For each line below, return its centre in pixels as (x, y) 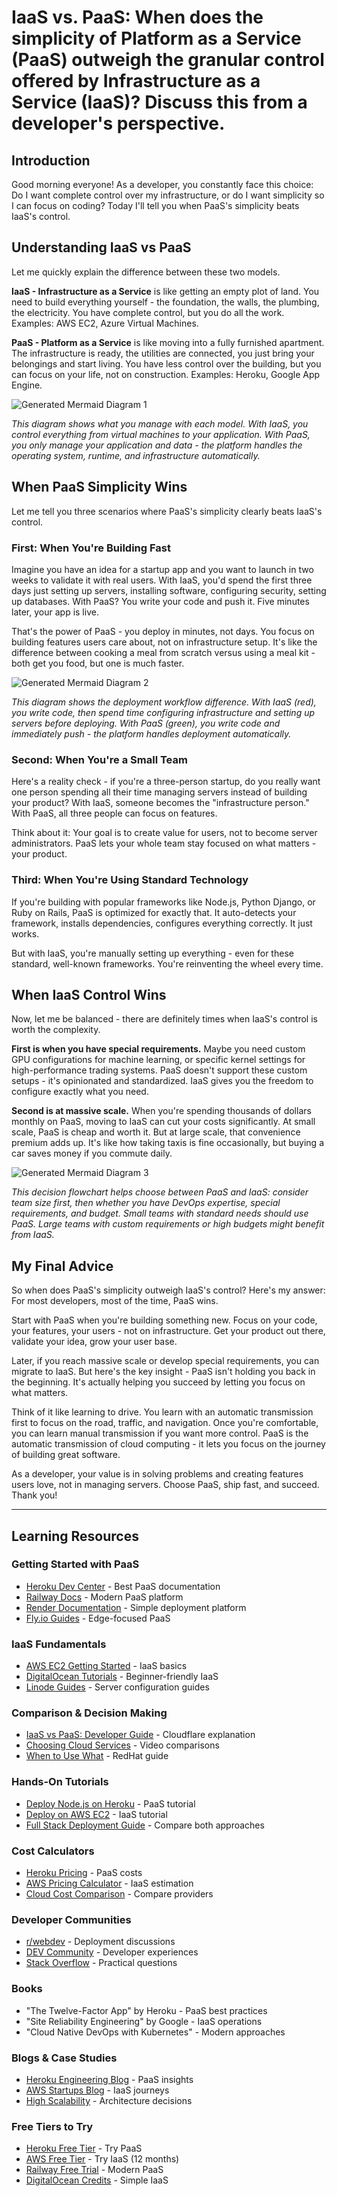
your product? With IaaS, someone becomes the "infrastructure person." (160, 803)
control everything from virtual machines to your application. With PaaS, (161, 434)
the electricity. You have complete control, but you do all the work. (148, 312)
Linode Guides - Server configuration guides (117, 1687)
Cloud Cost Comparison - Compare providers (119, 1894)
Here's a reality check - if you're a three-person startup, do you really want (166, 782)
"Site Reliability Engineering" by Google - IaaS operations (144, 2021)
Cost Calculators (53, 1851)
